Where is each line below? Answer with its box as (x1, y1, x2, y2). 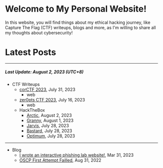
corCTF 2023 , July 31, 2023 (19, 86, 76, 92)
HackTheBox (19, 107, 45, 113)
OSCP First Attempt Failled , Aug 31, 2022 (19, 157, 102, 163)
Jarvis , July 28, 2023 (26, 122, 69, 128)
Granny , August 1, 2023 (26, 118, 74, 123)
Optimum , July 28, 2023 (26, 133, 75, 139)
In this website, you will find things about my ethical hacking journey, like (5, 19, 150, 25)
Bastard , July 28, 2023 (26, 128, 72, 134)
